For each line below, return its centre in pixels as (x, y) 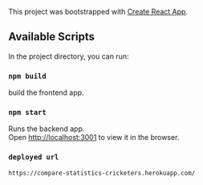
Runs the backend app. (47, 129)
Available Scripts (51, 37)
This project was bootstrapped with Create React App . (98, 12)
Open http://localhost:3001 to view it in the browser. (94, 138)
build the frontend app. (46, 92)
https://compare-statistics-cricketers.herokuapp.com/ (102, 173)
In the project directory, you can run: (69, 56)
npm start (27, 113)
